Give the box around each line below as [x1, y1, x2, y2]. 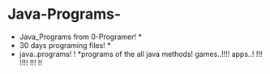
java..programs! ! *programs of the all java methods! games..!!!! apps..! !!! [19, 49, 263, 59]
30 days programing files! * [19, 40, 111, 50]
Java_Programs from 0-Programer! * [19, 32, 143, 41]
